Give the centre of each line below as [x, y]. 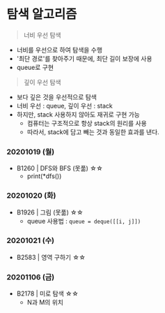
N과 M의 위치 [45, 303]
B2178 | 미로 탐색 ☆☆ [47, 293]
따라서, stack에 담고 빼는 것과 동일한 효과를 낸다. [93, 132]
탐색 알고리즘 [42, 14]
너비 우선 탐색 [42, 35]
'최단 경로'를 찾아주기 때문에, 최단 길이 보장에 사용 [84, 58]
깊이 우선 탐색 [42, 82]
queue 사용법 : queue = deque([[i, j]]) [84, 221]
